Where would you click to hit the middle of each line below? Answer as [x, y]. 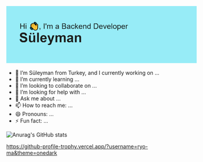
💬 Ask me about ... [38, 99]
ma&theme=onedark [32, 153]
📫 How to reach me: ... [44, 105]
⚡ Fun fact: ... [31, 121]
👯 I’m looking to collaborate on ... [56, 86]
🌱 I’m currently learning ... [47, 79]
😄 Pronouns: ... [34, 114]
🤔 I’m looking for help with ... [50, 92]
